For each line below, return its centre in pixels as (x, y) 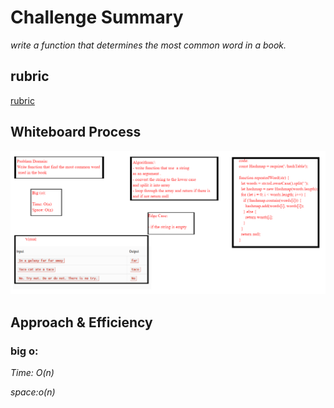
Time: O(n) (32, 373)
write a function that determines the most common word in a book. (148, 45)
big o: (24, 351)
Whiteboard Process (76, 132)
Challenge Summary (97, 17)
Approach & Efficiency (81, 322)
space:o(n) (33, 392)
